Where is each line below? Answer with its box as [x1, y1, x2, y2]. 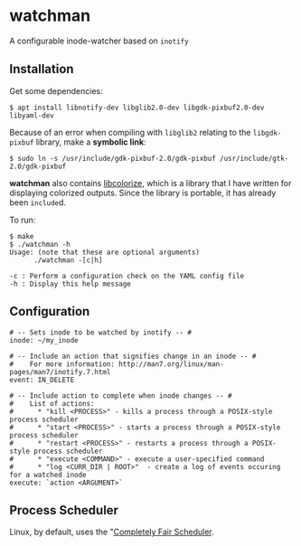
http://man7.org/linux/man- [118, 359, 224, 369]
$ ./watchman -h [9, 240, 71, 249]
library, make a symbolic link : [35, 136, 146, 147]
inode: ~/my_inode [9, 335, 79, 344]
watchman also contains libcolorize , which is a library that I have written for [9, 177, 292, 188]
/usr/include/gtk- [220, 154, 289, 163]
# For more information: [9, 359, 116, 369]
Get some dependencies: [9, 85, 103, 96]
